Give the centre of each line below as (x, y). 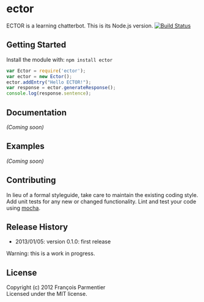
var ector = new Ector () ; (39, 76)
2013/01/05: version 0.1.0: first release (63, 242)
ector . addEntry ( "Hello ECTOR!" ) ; (49, 82)
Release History (37, 227)
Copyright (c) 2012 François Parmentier (56, 287)
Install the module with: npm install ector (60, 59)
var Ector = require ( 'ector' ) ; (46, 71)
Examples (25, 146)
